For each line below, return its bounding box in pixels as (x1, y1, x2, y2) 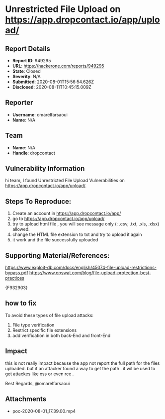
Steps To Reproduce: (5, 197, 72, 206)
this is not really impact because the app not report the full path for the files (5, 360, 160, 366)
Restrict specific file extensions (12, 327, 77, 333)
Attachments (5, 395, 47, 404)
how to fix (5, 299, 37, 308)
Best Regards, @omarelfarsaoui (5, 380, 70, 386)
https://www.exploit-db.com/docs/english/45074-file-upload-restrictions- (5, 265, 157, 271)
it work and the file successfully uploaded (12, 237, 98, 243)
